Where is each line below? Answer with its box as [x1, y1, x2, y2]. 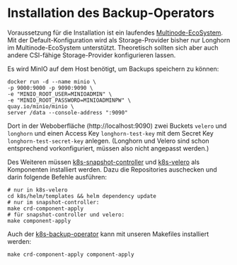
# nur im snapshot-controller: [7, 199, 100, 206]
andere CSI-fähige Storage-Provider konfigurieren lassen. [7, 51, 176, 59]
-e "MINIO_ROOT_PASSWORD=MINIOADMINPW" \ [7, 97, 132, 104]
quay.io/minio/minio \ [7, 102, 74, 110]
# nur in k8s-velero [7, 186, 69, 194]
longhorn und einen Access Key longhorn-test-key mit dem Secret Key [7, 129, 214, 137]
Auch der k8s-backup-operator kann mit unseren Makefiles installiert [7, 230, 209, 238]
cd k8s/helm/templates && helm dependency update [7, 192, 157, 199]
